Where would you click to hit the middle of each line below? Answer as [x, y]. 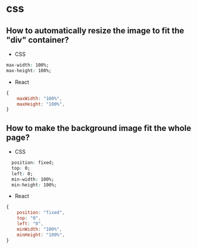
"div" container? [38, 40]
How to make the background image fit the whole [99, 128]
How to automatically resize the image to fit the [95, 31]
